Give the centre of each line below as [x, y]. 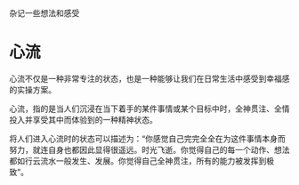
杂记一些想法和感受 [44, 13]
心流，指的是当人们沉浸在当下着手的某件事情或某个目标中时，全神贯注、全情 [149, 109]
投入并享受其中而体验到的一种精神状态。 [83, 119]
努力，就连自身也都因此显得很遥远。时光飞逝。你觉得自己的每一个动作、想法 [149, 149]
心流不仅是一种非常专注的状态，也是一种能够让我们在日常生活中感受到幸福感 [149, 78]
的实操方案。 [32, 89]
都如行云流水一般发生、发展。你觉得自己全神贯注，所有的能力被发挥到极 [141, 161]
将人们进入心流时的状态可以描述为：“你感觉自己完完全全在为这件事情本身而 [148, 138]
